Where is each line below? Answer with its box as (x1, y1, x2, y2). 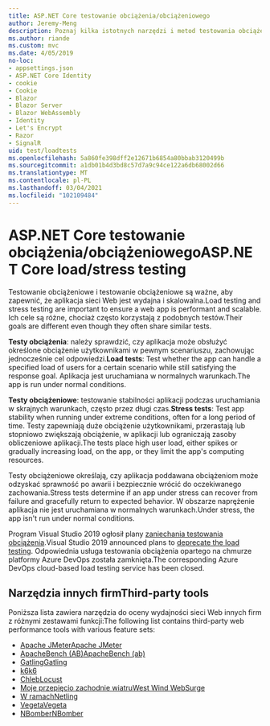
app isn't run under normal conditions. (8, 513, 135, 523)
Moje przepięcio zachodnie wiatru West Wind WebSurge (19, 683, 206, 693)
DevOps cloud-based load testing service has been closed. (8, 563, 205, 572)
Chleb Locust (19, 674, 63, 684)
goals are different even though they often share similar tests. (8, 321, 212, 331)
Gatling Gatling (19, 658, 67, 667)
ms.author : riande (8, 34, 70, 43)
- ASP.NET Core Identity (8, 72, 92, 80)
